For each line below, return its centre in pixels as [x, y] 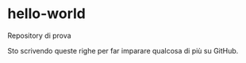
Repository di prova [40, 35]
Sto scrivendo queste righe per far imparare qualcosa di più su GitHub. [123, 50]
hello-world [47, 14]
